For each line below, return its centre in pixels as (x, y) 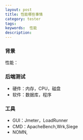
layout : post (19, 10)
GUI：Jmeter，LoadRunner (40, 120)
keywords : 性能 (21, 28)
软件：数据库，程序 (32, 94)
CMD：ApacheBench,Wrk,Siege (45, 126)
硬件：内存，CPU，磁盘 (36, 88)
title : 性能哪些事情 (24, 14)
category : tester (23, 19)
